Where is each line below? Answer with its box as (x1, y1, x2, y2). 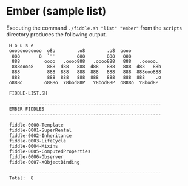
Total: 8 (8, 174, 34, 181)
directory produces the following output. (6, 30, 107, 38)
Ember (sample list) (6, 4, 107, 18)
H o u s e (8, 42, 34, 48)
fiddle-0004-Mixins (8, 143, 59, 149)
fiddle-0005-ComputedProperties (8, 148, 91, 154)
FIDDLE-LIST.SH (8, 90, 47, 96)
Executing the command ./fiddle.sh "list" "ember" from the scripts (6, 24, 183, 32)
